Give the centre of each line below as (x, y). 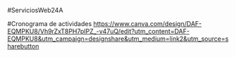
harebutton (23, 46)
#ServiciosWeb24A (35, 10)
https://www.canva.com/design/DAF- (148, 24)
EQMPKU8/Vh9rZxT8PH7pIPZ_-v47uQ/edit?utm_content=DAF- (99, 31)
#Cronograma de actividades (50, 24)
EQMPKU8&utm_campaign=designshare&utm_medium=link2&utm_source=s (118, 39)
